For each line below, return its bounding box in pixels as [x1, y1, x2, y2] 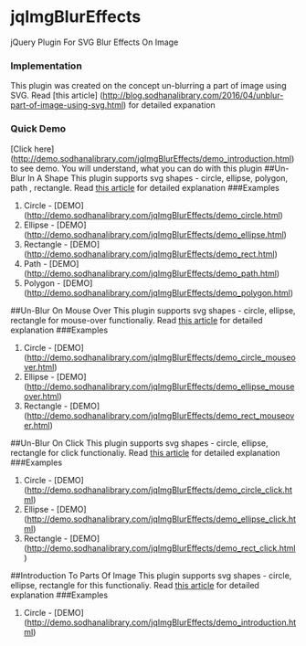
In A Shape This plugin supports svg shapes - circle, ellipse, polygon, [27, 172, 289, 184]
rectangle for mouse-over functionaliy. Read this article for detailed [10, 314, 263, 325]
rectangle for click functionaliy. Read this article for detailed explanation [10, 447, 281, 458]
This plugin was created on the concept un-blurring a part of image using [10, 80, 287, 91]
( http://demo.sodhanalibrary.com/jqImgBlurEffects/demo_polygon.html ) [23, 287, 293, 298]
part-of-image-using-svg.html [10, 100, 124, 111]
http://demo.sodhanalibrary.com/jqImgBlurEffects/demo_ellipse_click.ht [26, 514, 296, 524]
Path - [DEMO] [23, 258, 79, 269]
